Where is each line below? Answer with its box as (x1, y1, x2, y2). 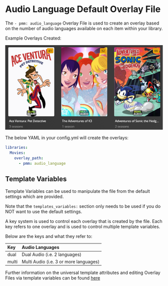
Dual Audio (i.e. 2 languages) (21, 251, 81, 257)
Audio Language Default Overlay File (5, 4, 161, 15)
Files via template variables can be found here (5, 275, 100, 281)
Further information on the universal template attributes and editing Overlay (5, 269, 161, 276)
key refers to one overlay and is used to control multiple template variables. (5, 223, 160, 229)
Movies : (9, 150, 26, 156)
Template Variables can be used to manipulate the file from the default (5, 188, 150, 194)
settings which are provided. (5, 193, 64, 199)
